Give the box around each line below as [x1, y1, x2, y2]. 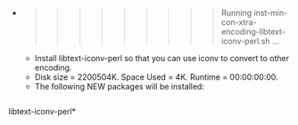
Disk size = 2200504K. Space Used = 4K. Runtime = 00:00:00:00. [34, 72, 278, 82]
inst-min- [252, 8, 288, 18]
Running [220, 8, 252, 18]
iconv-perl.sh [220, 35, 270, 46]
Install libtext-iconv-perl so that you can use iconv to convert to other [34, 53, 289, 63]
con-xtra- [220, 17, 257, 27]
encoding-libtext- [220, 27, 286, 36]
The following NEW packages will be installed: [34, 82, 204, 91]
